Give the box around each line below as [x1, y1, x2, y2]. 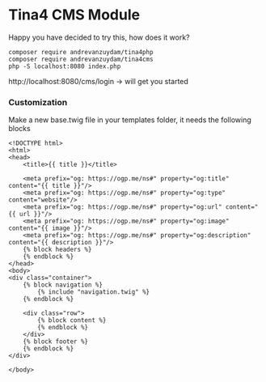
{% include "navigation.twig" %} [37, 288, 150, 296]
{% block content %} [37, 316, 107, 325]
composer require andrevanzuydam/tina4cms [8, 55, 154, 63]
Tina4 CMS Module [8, 6, 140, 24]
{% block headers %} [23, 245, 92, 254]
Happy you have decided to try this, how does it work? [8, 32, 190, 42]
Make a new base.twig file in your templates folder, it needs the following [8, 115, 252, 125]
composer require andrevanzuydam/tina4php [8, 48, 154, 56]
